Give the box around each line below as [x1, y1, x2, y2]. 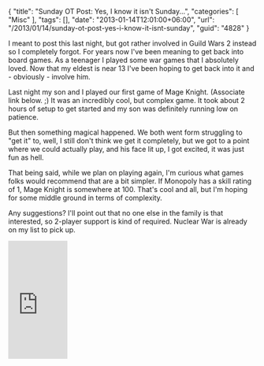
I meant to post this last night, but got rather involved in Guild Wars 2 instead [8, 39, 257, 48]
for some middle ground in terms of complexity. [8, 193, 163, 202]
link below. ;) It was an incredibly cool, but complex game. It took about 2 [8, 96, 246, 105]
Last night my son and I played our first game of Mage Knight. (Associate [8, 87, 246, 97]
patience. [8, 113, 39, 121]
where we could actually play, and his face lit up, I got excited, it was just [8, 145, 244, 153]
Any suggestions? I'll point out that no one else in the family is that [8, 209, 224, 217]
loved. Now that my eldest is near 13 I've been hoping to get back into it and [8, 64, 255, 73]
